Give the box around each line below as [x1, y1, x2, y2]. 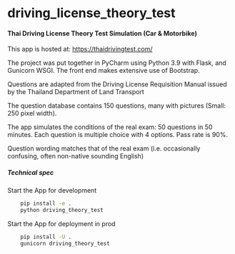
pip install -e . [20, 200, 72, 208]
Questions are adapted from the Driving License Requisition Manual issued [7, 80, 227, 88]
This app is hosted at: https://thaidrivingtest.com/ [7, 45, 153, 54]
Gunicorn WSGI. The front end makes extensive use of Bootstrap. [7, 66, 200, 75]
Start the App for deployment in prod [7, 220, 116, 228]
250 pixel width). [7, 109, 57, 118]
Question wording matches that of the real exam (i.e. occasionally [7, 144, 201, 153]
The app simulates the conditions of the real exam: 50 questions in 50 [7, 123, 213, 131]
